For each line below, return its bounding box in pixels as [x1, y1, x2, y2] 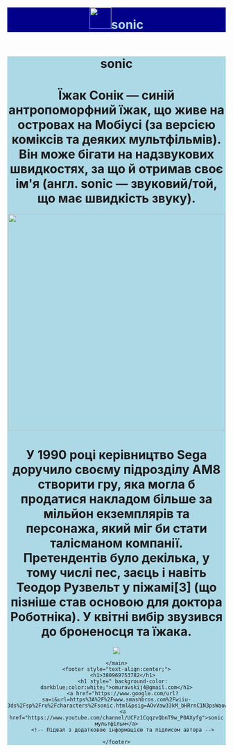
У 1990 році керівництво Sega [26, 447, 207, 463]
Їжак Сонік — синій [58, 87, 175, 103]
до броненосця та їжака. [41, 624, 192, 640]
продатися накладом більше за [20, 491, 213, 507]
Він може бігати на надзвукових [18, 146, 215, 162]
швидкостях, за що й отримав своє [10, 161, 223, 177]
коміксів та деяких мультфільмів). [11, 132, 222, 148]
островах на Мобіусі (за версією [17, 117, 216, 133]
